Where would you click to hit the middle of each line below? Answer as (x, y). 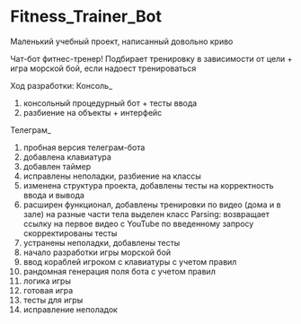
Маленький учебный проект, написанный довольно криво (122, 41)
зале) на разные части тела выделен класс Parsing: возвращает (146, 214)
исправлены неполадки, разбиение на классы (112, 176)
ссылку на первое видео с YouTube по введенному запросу (138, 223)
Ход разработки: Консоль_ (62, 85)
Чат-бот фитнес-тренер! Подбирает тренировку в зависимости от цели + (151, 58)
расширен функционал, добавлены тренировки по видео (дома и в (152, 205)
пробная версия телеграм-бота (84, 147)
